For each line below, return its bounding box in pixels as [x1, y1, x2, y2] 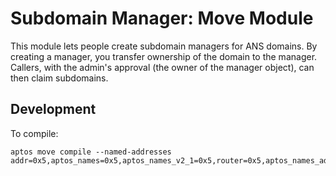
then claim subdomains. [10, 72, 109, 84]
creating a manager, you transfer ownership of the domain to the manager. [10, 50, 318, 62]
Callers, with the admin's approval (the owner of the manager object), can [10, 61, 315, 73]
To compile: [10, 127, 59, 139]
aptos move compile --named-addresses [10, 147, 172, 157]
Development [10, 101, 97, 118]
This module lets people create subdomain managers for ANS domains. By [10, 40, 318, 52]
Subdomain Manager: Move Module [10, 7, 314, 30]
